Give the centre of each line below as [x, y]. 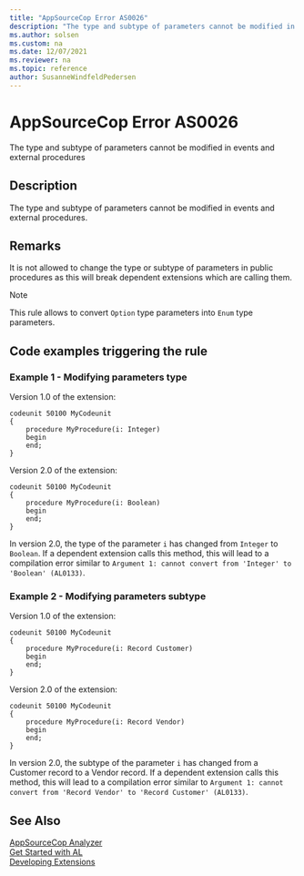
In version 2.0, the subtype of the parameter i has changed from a [134, 763]
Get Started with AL [46, 852]
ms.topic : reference [49, 69]
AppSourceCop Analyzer [56, 842]
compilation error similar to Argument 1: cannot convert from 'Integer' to [151, 563]
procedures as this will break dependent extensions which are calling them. [151, 278]
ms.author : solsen [44, 35]
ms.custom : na [36, 43]
